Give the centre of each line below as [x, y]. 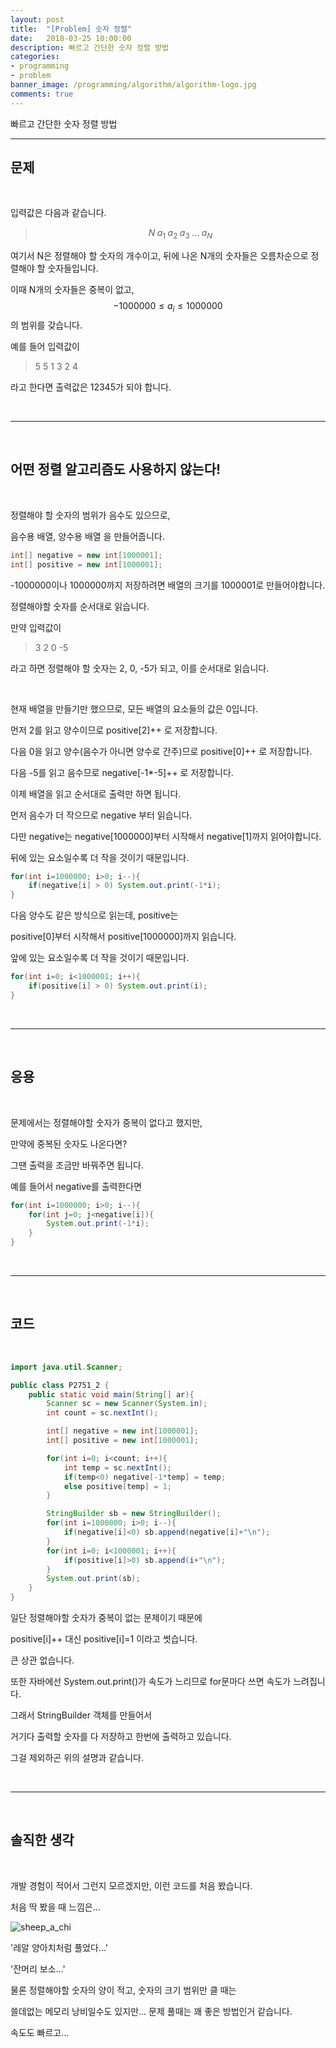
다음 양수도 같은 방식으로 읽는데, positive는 [94, 915]
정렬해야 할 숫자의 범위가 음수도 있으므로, [90, 515]
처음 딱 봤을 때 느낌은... [55, 1907]
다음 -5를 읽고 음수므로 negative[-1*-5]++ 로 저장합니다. [122, 772]
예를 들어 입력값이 [45, 347]
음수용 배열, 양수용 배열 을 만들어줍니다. [87, 536]
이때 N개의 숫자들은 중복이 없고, [72, 290]
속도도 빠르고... [40, 2032]
